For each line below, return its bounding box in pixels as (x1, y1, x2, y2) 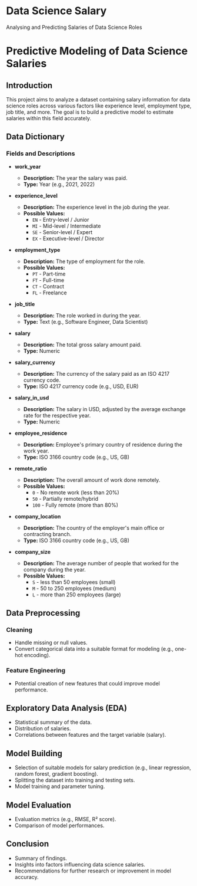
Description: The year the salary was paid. (23, 174, 128, 181)
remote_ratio (14, 465, 47, 472)
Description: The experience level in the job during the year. (23, 204, 171, 211)
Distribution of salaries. (14, 725, 71, 732)
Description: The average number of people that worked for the (23, 559, 179, 567)
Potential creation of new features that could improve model (14, 680, 160, 687)
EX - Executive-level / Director (32, 235, 105, 242)
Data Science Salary (6, 4, 107, 18)
